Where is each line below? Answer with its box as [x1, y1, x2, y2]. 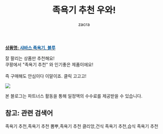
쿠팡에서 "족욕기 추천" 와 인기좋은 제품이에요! [5, 61, 93, 67]
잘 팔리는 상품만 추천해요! [5, 55, 55, 61]
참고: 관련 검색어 [5, 109, 53, 118]
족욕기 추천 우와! [52, 4, 116, 16]
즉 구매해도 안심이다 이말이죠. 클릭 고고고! [5, 73, 86, 79]
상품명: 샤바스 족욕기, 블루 [5, 44, 56, 50]
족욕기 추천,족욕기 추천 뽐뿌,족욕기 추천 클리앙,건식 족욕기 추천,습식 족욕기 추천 [5, 123, 158, 129]
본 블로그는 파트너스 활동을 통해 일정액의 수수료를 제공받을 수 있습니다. [5, 93, 142, 99]
